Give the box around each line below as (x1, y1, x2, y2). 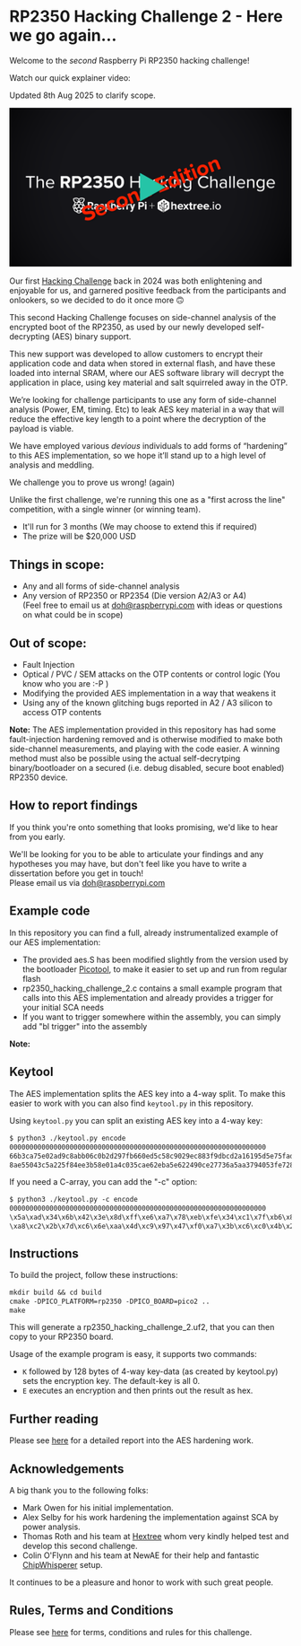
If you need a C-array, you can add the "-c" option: (9, 1176, 198, 1186)
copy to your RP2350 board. (9, 1331, 114, 1343)
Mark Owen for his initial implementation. (21, 1502, 174, 1513)
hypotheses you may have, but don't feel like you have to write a (9, 858, 247, 869)
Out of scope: (9, 635, 87, 651)
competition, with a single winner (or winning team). (9, 504, 202, 515)
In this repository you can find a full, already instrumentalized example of (9, 927, 279, 938)
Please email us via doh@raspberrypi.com (9, 877, 166, 888)
